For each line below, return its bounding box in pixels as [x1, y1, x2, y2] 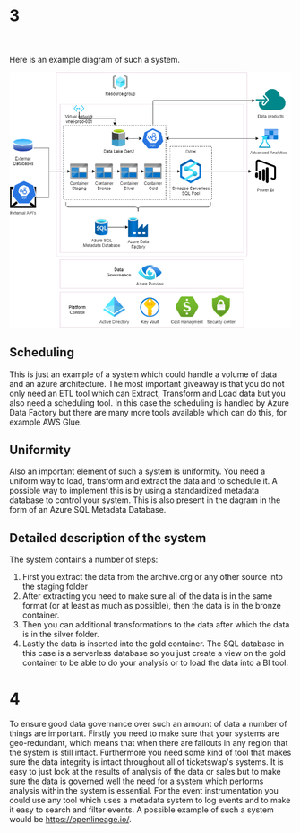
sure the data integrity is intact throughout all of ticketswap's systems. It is [9, 757, 284, 767]
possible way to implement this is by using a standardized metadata [9, 486, 260, 496]
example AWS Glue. [9, 416, 82, 427]
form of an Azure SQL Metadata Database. [9, 504, 167, 515]
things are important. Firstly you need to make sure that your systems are [9, 728, 280, 739]
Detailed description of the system [9, 530, 207, 546]
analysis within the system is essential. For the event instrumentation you [9, 785, 279, 796]
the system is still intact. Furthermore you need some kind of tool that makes [9, 747, 292, 758]
